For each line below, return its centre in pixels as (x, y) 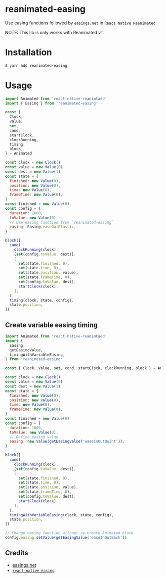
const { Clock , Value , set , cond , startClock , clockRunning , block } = (80, 368)
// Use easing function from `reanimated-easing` (62, 222)
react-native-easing (33, 571)
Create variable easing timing (51, 325)
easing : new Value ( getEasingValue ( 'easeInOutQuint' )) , (67, 441)
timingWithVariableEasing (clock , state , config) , (62, 515)
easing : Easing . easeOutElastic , (43, 227)
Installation (29, 52)
